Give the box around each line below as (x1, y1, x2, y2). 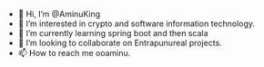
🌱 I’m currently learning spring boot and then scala (17, 28, 208, 38)
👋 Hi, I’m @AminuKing (17, 9, 101, 19)
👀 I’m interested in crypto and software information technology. (17, 18, 256, 29)
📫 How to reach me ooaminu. (17, 48, 131, 58)
